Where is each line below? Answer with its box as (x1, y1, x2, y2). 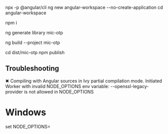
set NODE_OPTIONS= (5, 123, 51, 129)
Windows (5, 107, 46, 118)
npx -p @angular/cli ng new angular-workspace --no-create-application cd (5, 5, 163, 10)
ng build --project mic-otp (5, 39, 60, 46)
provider (5, 88, 23, 95)
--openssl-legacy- (110, 83, 149, 89)
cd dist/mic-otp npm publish (5, 50, 65, 55)
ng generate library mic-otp (5, 30, 64, 35)
